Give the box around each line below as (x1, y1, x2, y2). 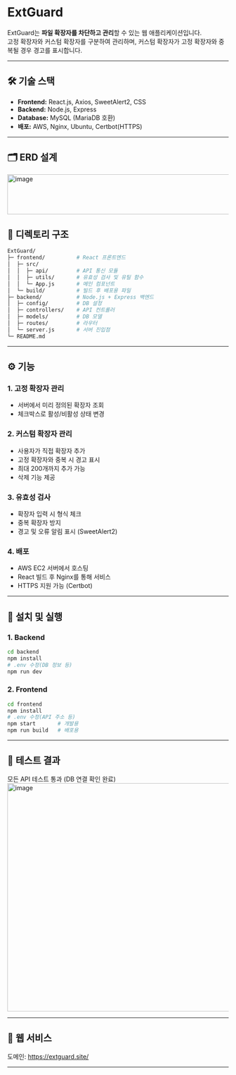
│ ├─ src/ (7, 261, 39, 268)
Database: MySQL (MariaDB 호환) (17, 113, 116, 122)
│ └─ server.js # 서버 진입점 (7, 326, 110, 333)
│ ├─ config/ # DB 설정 (7, 300, 103, 307)
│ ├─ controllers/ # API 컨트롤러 (7, 307, 115, 314)
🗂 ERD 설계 (7, 152, 58, 164)
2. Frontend (7, 684, 48, 694)
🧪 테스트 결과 (7, 755, 61, 767)
